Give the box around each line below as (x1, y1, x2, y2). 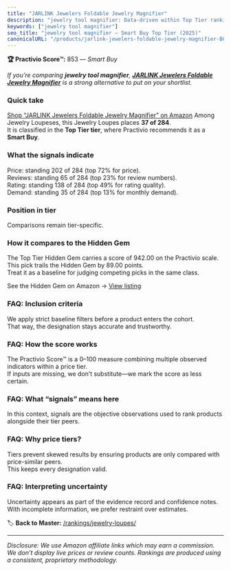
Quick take (7, 96, 44, 106)
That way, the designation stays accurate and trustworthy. (7, 322, 172, 330)
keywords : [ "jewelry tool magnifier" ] (7, 23, 118, 30)
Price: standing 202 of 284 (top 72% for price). (7, 166, 141, 174)
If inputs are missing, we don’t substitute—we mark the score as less (7, 370, 202, 378)
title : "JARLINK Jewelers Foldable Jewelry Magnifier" (7, 10, 168, 17)
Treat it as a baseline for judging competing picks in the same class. (7, 268, 199, 277)
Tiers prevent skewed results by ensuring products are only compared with (7, 450, 220, 459)
